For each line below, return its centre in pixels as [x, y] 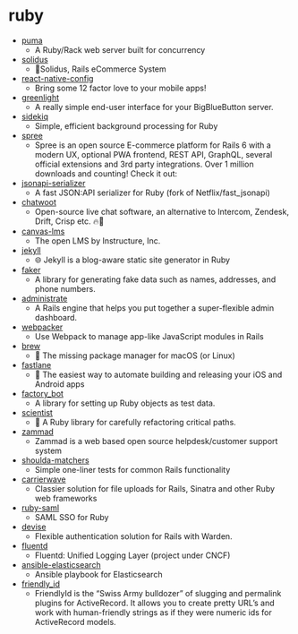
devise [34, 527]
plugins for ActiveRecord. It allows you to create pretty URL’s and [154, 603]
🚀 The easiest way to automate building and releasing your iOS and [158, 374]
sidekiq [34, 116]
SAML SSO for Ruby [72, 517]
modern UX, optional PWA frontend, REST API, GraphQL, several [153, 154]
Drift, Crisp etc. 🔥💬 [69, 221]
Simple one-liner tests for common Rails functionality [132, 469]
